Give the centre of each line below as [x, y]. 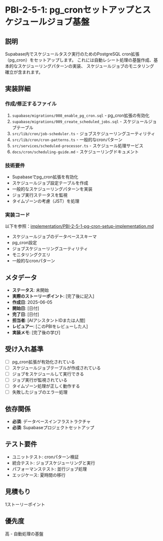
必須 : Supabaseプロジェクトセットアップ [53, 428]
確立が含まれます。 [24, 72]
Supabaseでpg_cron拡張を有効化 [45, 177]
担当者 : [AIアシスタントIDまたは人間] [49, 321]
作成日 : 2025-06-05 [32, 302]
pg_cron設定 [24, 243]
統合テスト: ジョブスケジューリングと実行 [54, 463]
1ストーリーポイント [25, 504]
